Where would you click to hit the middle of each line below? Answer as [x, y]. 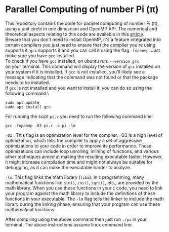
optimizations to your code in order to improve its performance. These [78, 146]
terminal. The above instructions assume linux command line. [69, 224]
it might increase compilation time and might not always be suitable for [79, 162]
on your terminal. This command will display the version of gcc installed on [83, 66]
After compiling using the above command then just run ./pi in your [76, 219]
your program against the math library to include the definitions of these [80, 193]
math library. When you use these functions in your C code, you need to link [84, 188]
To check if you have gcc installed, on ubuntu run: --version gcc [72, 61]
